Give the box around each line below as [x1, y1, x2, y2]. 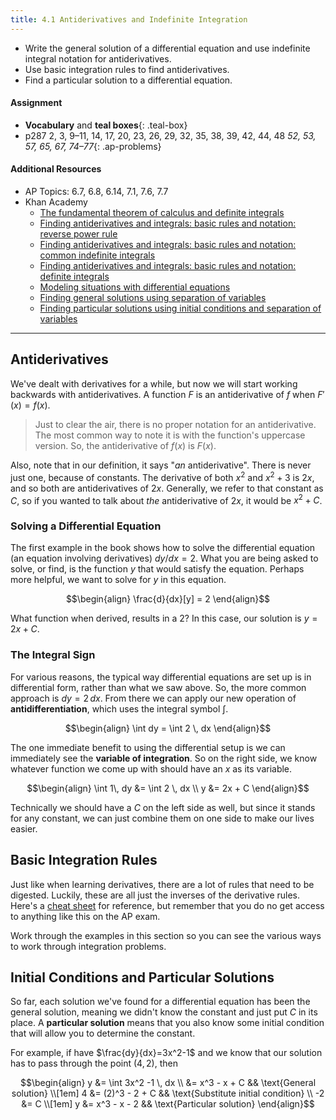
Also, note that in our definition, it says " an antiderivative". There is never [10, 459, 312, 471]
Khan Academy [24, 196, 88, 208]
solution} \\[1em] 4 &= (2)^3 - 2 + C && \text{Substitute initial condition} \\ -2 [11, 1087, 325, 1100]
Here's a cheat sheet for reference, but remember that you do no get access [10, 899, 325, 911]
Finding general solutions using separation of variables [39, 292, 267, 304]
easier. [10, 822, 38, 835]
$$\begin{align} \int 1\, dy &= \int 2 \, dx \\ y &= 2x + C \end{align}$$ [26, 782, 310, 794]
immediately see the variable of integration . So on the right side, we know [10, 752, 318, 764]
